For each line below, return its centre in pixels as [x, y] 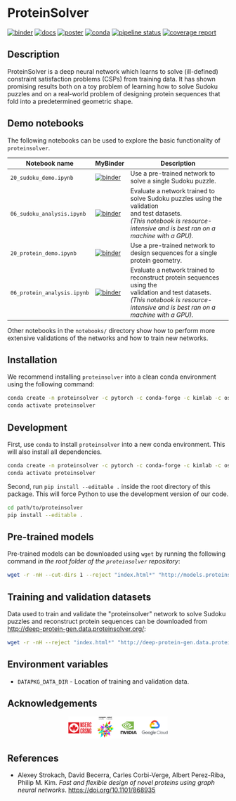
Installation [32, 360]
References [33, 758]
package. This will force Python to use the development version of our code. [118, 494]
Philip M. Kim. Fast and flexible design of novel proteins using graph [116, 783]
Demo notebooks [46, 123]
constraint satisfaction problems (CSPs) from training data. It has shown [112, 79]
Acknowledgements [52, 704]
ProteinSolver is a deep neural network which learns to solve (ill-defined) [113, 71]
